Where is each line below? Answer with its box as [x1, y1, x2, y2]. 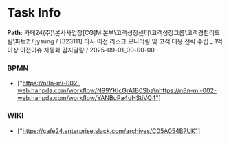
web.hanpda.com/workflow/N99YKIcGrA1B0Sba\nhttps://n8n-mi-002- [17, 86, 217, 94]
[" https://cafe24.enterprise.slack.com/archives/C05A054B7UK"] [17, 126, 201, 135]
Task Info [7, 5, 61, 21]
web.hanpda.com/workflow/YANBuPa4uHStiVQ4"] [17, 94, 162, 102]
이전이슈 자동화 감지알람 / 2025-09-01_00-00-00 [19, 45, 155, 54]
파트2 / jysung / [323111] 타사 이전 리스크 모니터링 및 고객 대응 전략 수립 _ [14, 37, 213, 45]
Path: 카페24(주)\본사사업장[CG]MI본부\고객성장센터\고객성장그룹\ [7, 28, 187, 37]
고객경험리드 [186, 28, 221, 37]
